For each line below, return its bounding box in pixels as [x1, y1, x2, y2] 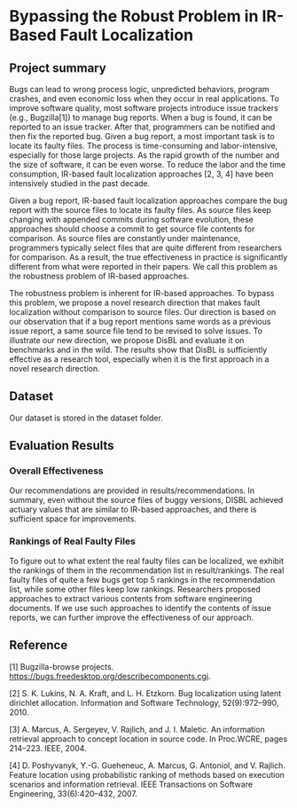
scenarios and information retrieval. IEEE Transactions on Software [9, 779, 254, 789]
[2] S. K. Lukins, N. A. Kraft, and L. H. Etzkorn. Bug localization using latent [9, 687, 282, 698]
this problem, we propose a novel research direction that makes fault [9, 297, 261, 308]
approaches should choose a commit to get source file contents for [9, 224, 255, 234]
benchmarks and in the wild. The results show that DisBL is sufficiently [9, 344, 268, 355]
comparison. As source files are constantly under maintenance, [9, 233, 241, 243]
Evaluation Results [9, 438, 114, 453]
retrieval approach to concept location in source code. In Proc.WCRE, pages [9, 733, 288, 744]
